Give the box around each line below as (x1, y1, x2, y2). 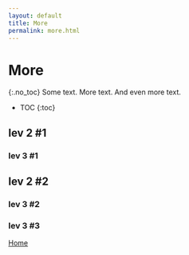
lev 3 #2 (8, 198, 40, 209)
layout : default (8, 11, 62, 20)
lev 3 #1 (8, 149, 38, 161)
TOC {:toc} (19, 103, 56, 113)
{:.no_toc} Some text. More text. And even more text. (8, 87, 182, 97)
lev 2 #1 (8, 126, 47, 140)
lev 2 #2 (8, 175, 49, 189)
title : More (8, 19, 48, 27)
